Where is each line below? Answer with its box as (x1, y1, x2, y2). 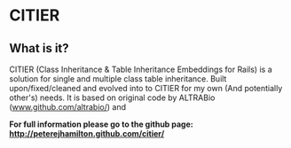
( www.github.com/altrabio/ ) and (9, 102, 127, 112)
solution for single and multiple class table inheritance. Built (9, 74, 227, 84)
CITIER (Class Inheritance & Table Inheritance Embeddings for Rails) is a (9, 64, 272, 74)
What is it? (9, 41, 69, 56)
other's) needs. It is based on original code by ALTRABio (9, 92, 216, 103)
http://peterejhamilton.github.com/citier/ (9, 129, 165, 138)
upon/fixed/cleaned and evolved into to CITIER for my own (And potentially (9, 83, 283, 93)
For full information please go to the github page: (9, 119, 193, 129)
